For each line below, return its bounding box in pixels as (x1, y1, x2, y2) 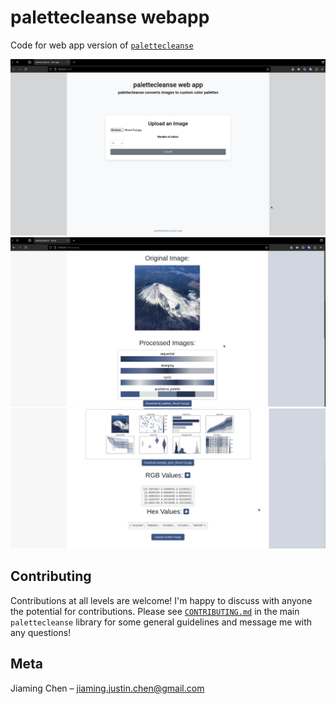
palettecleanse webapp (10, 6, 210, 29)
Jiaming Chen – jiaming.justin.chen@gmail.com (10, 682, 205, 694)
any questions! (10, 626, 72, 638)
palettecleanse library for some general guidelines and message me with (10, 616, 313, 628)
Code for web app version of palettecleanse (10, 39, 194, 51)
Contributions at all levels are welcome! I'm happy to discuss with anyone (10, 594, 313, 606)
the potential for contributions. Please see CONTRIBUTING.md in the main (10, 605, 300, 617)
